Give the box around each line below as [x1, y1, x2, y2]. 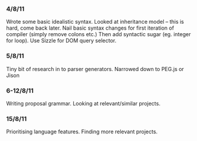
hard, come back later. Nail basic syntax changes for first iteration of [6, 24, 174, 31]
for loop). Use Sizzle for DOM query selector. [6, 37, 117, 44]
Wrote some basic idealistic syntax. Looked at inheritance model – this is [6, 18, 185, 25]
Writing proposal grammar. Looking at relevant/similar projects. [6, 100, 161, 107]
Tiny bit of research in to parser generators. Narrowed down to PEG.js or [6, 65, 185, 72]
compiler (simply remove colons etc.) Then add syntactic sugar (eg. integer [6, 31, 191, 38]
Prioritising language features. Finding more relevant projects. [6, 128, 158, 135]
